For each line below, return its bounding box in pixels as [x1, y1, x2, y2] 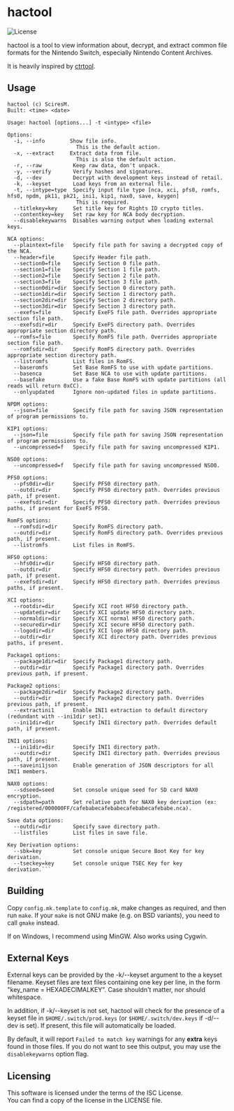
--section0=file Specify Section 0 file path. [13, 260, 161, 267]
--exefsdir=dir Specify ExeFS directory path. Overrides [13, 321, 196, 328]
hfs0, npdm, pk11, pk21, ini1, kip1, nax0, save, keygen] [7, 192, 180, 199]
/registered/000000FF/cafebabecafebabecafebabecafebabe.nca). [7, 805, 192, 812]
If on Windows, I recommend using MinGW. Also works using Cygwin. [7, 932, 208, 940]
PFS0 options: [7, 474, 49, 481]
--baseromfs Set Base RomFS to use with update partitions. [13, 364, 214, 371]
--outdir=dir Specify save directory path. [13, 823, 161, 830]
